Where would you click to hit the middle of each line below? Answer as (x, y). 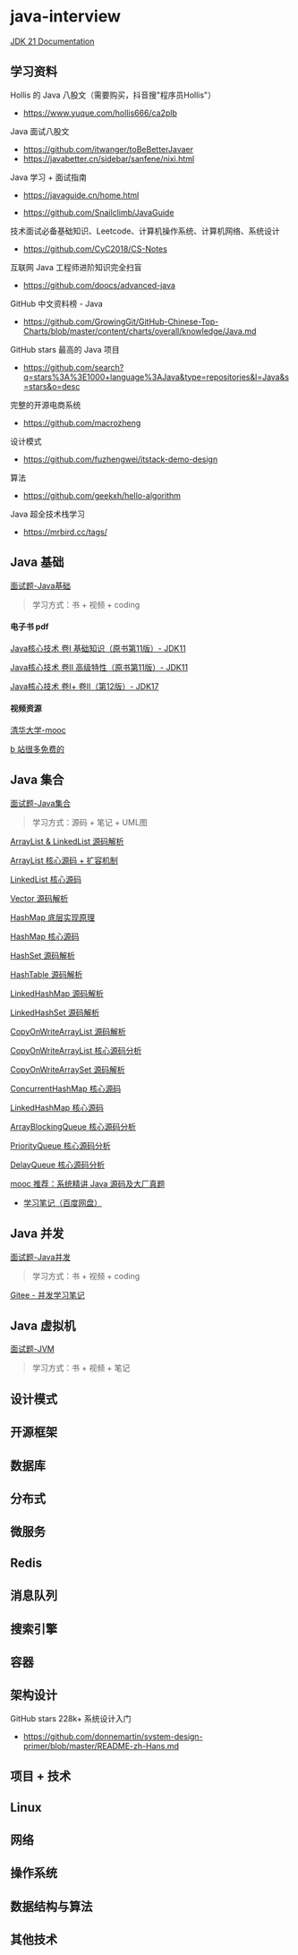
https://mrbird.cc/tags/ (65, 532)
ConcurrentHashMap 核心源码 (66, 1088)
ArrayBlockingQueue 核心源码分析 (73, 1126)
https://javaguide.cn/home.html (81, 195)
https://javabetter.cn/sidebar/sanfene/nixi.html (109, 158)
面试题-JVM (32, 1349)
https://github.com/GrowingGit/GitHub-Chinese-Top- (121, 321)
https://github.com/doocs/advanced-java (99, 285)
